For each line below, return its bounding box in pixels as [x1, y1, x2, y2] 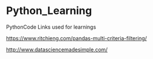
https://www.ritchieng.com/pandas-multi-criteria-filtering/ [6, 34, 147, 41]
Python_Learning [6, 4, 92, 18]
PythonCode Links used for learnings [6, 23, 97, 30]
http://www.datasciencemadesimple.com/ [6, 46, 108, 53]
